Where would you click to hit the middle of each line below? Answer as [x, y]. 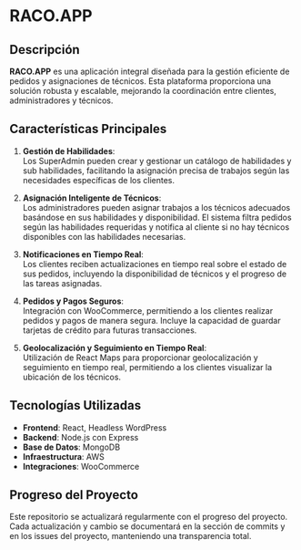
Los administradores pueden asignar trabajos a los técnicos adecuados [156, 207]
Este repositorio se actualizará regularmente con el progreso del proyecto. [149, 517]
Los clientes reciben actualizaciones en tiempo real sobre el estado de [155, 264]
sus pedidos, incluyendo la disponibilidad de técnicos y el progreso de [155, 274]
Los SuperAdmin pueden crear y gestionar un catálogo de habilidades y [157, 161]
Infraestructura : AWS [63, 456]
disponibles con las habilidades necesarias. [104, 236]
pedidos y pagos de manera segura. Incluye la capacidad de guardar [151, 320]
